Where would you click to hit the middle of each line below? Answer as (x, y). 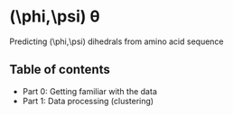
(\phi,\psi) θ (55, 17)
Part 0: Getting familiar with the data (90, 91)
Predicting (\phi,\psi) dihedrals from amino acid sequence (116, 41)
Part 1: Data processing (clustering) (88, 101)
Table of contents (60, 70)
